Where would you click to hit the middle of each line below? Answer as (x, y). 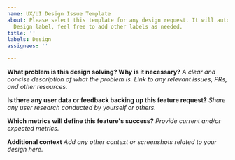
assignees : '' (28, 46)
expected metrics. (33, 128)
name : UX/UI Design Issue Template (59, 14)
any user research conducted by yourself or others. (81, 107)
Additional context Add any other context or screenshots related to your (112, 142)
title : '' (22, 33)
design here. (25, 149)
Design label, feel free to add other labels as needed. (98, 26)
